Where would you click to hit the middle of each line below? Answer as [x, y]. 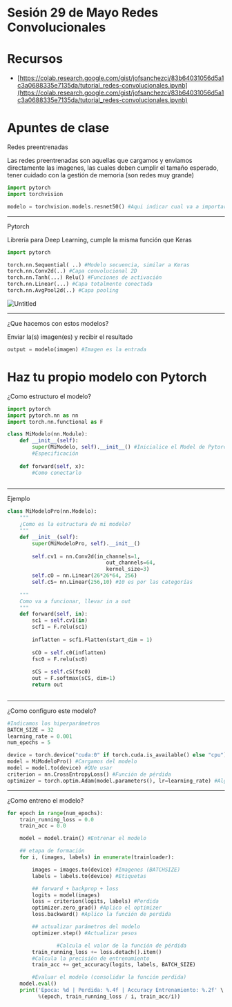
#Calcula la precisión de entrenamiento [91, 958]
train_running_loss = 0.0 [57, 819]
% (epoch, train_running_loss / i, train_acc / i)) [109, 996]
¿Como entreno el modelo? [46, 800]
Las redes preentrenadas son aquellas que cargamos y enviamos [100, 161]
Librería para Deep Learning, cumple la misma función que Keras [99, 239]
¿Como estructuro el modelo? [49, 396]
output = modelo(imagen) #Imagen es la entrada [77, 349]
